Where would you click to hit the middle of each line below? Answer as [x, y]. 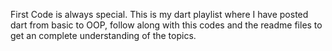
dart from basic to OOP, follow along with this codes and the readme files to [166, 25]
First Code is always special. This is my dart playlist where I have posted [159, 14]
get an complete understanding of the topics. [103, 35]
